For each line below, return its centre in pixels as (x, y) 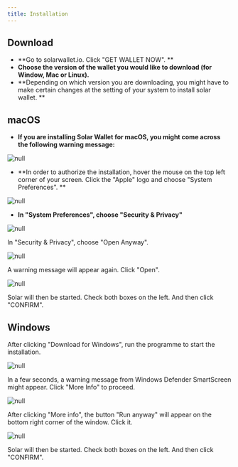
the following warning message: (66, 145)
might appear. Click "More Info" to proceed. (71, 387)
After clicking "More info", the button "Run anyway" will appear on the (109, 415)
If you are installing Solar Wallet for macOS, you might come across (119, 137)
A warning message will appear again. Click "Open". (83, 270)
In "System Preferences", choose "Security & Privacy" (100, 215)
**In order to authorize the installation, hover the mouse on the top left (121, 172)
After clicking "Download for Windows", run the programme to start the (111, 345)
